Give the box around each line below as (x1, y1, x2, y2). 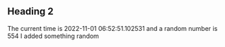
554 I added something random (7, 32, 99, 40)
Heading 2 (7, 6, 54, 18)
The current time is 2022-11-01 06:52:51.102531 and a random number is (7, 24, 218, 32)
